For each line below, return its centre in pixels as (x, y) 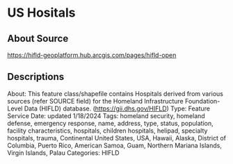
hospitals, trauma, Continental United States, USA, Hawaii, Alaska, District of (116, 138)
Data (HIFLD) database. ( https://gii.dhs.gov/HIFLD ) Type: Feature (117, 108)
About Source (38, 39)
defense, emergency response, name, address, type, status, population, (110, 123)
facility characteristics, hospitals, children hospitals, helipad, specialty (107, 131)
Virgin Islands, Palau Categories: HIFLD (63, 153)
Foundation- (202, 101)
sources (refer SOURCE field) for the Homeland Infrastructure (95, 101)
